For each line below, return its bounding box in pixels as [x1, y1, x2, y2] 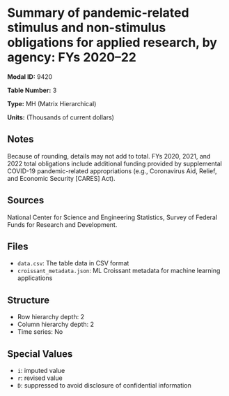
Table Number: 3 [7, 86, 57, 94]
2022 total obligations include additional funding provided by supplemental [7, 159, 223, 168]
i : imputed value [17, 367, 65, 374]
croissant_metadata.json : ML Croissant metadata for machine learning [17, 267, 221, 275]
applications [17, 274, 53, 282]
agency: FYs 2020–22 [7, 50, 137, 66]
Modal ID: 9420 [7, 72, 53, 81]
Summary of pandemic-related [7, 5, 189, 21]
